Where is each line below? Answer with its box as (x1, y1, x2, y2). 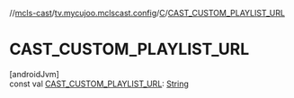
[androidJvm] (9, 68, 60, 79)
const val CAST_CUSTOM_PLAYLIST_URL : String (9, 78, 189, 89)
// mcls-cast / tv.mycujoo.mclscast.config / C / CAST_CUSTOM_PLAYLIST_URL (9, 8, 286, 18)
